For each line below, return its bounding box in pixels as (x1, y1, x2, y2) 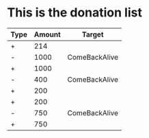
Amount (33, 30, 62, 39)
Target (81, 30, 104, 39)
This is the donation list (7, 5, 142, 21)
